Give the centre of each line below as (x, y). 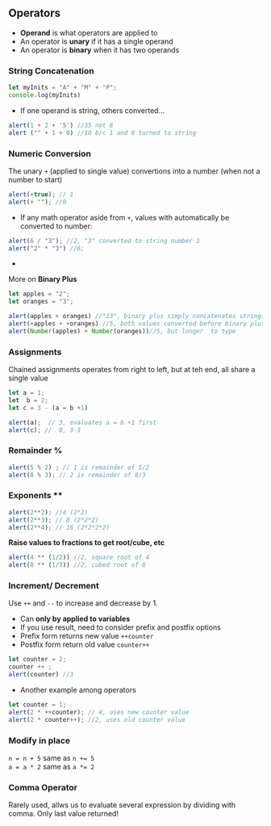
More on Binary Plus (43, 279)
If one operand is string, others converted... (92, 110)
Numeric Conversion (50, 153)
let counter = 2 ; (38, 660)
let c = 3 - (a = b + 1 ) (48, 408)
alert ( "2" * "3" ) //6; (46, 248)
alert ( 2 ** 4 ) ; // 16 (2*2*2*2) (59, 527)
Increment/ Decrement (54, 586)
